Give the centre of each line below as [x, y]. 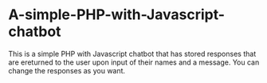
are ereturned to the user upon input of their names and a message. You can [134, 62]
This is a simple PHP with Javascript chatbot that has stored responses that [132, 53]
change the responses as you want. [67, 70]
